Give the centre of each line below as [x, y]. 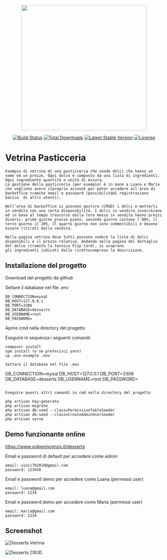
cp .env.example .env [28, 356]
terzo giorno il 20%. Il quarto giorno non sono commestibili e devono [81, 224]
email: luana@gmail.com [30, 488]
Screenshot [24, 531]
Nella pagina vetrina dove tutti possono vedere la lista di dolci [77, 237]
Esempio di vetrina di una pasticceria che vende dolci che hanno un [79, 171]
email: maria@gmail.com [30, 511]
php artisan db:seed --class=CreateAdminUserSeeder [60, 414]
